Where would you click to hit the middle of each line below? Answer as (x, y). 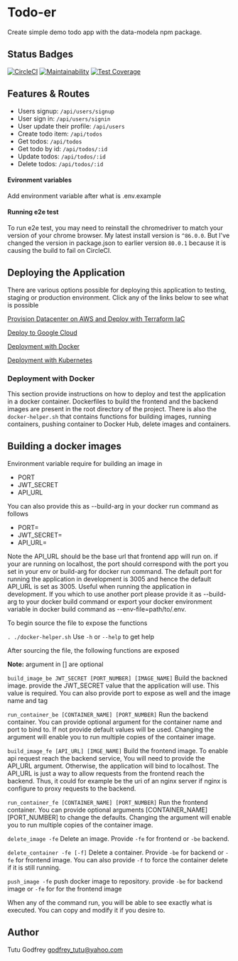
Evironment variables (40, 180)
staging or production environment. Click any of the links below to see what (118, 297)
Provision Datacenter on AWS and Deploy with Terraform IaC (96, 319)
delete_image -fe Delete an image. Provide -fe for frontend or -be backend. (118, 838)
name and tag (28, 700)
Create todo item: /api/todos (60, 134)
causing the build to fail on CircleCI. (60, 250)
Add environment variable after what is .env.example (85, 195)
